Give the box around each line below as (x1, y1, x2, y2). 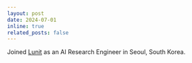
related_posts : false (7, 29, 69, 36)
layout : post (7, 10, 45, 17)
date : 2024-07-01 (7, 16, 57, 23)
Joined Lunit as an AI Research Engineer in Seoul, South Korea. (7, 48, 186, 56)
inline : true (7, 23, 45, 29)
